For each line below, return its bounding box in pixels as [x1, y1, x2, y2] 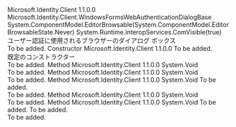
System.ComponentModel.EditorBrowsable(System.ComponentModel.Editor [7, 20, 230, 29]
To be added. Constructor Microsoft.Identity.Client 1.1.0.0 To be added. [7, 44, 213, 52]
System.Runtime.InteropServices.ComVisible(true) [76, 28, 222, 36]
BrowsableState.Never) [7, 28, 75, 36]
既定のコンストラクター [7, 53, 76, 61]
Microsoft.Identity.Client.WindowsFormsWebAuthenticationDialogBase [7, 13, 212, 21]
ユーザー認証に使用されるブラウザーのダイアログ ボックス [7, 37, 177, 44]
